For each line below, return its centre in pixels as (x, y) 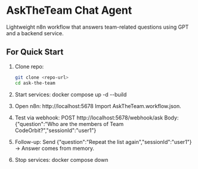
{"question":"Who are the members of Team (69, 124)
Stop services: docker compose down (61, 159)
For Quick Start (35, 52)
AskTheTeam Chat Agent (69, 10)
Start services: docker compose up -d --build (71, 94)
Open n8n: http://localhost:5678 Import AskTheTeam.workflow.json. (98, 106)
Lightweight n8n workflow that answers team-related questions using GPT (98, 27)
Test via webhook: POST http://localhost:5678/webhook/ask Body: (97, 118)
